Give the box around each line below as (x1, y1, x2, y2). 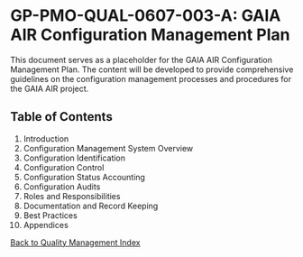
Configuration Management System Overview (23, 142, 194, 153)
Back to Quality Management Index (10, 236, 141, 248)
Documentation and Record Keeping (23, 200, 159, 211)
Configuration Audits (23, 181, 101, 192)
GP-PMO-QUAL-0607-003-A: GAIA (10, 5, 281, 26)
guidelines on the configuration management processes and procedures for (10, 73, 292, 84)
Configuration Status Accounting (23, 171, 145, 182)
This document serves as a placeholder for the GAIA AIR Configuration (10, 54, 273, 65)
